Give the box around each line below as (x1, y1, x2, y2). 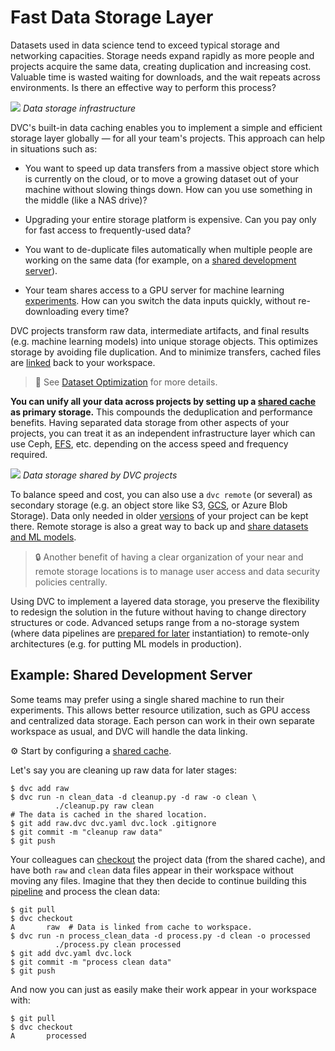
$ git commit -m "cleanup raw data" (10, 827, 163, 837)
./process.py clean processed (54, 939, 182, 950)
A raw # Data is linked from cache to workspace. (10, 922, 253, 932)
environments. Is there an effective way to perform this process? (10, 81, 277, 93)
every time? (80, 305, 130, 317)
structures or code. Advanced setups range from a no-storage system (10, 616, 300, 628)
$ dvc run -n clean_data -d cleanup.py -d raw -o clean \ (10, 792, 257, 802)
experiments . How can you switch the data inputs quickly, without (24, 294, 297, 306)
